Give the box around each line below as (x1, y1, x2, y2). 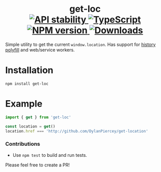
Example (5, 98, 43, 110)
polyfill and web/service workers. (5, 47, 75, 53)
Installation (5, 65, 54, 76)
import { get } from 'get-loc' (5, 114, 71, 120)
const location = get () (5, 124, 56, 129)
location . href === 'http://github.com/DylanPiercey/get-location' (5, 128, 148, 134)
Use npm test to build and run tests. (12, 152, 88, 158)
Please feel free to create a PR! (5, 162, 70, 168)
